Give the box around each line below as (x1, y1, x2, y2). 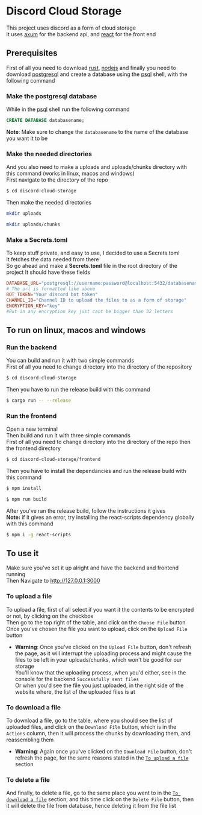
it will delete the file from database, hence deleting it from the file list (6, 802, 176, 810)
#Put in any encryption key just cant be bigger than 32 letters (6, 308, 173, 314)
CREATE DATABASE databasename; (6, 118, 85, 124)
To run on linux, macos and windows (6, 325, 146, 335)
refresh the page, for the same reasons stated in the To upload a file (14, 754, 189, 761)
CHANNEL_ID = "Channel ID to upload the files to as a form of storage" (6, 297, 187, 303)
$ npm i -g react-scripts (6, 531, 71, 538)
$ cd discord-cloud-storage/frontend (6, 457, 101, 463)
